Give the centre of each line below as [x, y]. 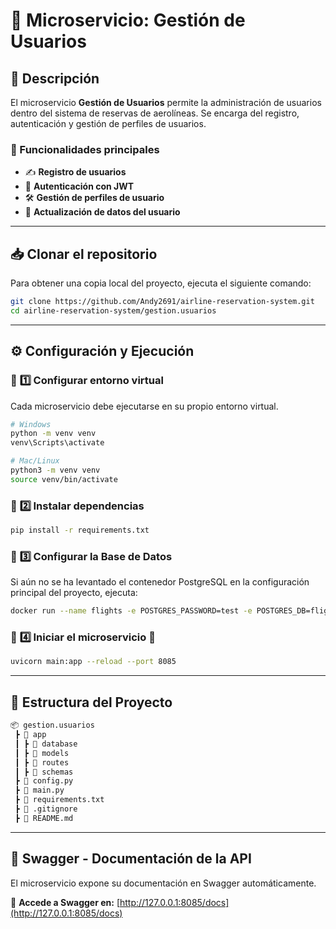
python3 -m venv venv [55, 470]
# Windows [31, 424]
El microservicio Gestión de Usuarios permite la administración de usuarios [166, 102]
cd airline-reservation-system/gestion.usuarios [113, 310]
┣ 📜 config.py [44, 781]
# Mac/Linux [35, 461]
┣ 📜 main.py [39, 790]
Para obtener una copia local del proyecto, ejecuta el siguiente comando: [161, 283]
